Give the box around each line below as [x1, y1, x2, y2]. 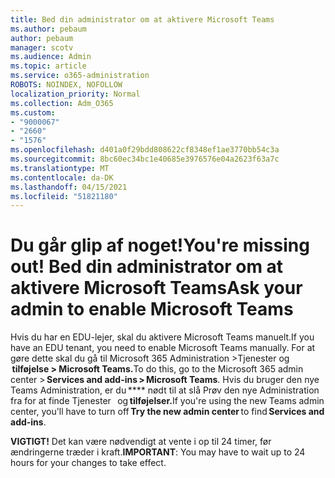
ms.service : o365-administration [10, 71, 150, 81]
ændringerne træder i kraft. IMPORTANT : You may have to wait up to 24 [10, 446, 306, 458]
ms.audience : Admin [10, 52, 92, 62]
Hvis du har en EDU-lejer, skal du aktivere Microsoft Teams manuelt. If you [10, 331, 315, 343]
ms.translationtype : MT [10, 163, 110, 173]
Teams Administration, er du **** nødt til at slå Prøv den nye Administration [10, 384, 320, 396]
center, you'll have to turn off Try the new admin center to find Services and [10, 406, 325, 418]
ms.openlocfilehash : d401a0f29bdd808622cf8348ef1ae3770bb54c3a [10, 145, 280, 155]
